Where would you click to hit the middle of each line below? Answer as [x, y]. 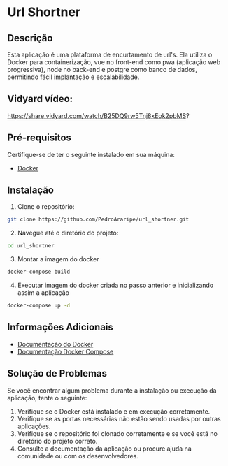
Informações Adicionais [60, 327]
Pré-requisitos [40, 138]
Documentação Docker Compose [65, 351]
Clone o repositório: [46, 207]
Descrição [30, 38]
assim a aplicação [43, 293]
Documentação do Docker [55, 344]
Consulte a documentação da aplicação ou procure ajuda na [105, 449]
